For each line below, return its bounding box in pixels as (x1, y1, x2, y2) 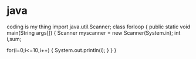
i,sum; (6, 35, 22, 42)
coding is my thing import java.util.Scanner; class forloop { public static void (6, 23, 191, 30)
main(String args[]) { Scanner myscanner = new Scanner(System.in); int (6, 29, 181, 36)
